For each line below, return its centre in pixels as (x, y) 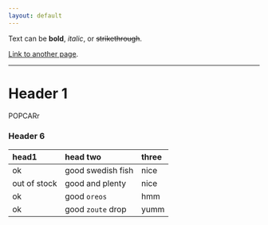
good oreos (86, 196)
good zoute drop (96, 209)
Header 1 (38, 93)
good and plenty (96, 183)
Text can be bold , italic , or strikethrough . (75, 38)
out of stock (35, 183)
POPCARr (24, 116)
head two (83, 156)
